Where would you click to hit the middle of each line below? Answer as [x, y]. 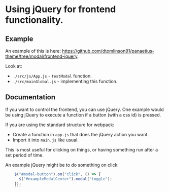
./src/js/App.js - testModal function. [52, 76]
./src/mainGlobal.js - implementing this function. [65, 81]
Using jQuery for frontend [61, 9]
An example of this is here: [33, 51]
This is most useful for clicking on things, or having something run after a [82, 149]
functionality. [34, 20]
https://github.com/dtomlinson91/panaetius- [108, 51]
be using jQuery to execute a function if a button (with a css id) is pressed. [83, 114]
